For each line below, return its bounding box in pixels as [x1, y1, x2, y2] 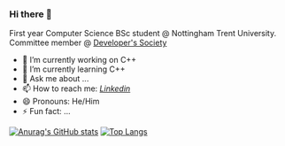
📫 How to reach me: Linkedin [21, 83, 131, 94]
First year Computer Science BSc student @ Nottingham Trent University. [9, 28, 277, 39]
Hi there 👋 [9, 8, 53, 20]
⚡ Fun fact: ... [21, 106, 71, 117]
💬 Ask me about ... [21, 73, 89, 84]
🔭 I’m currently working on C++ [21, 55, 137, 65]
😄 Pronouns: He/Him [21, 96, 100, 107]
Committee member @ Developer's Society [9, 37, 167, 48]
